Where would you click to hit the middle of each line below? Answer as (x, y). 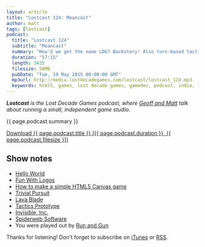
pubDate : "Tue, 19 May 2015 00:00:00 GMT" (67, 74)
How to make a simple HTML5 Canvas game (71, 186)
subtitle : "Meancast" (39, 46)
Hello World (30, 173)
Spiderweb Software (41, 219)
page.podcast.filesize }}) (38, 140)
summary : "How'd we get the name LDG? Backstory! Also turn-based (98, 52)
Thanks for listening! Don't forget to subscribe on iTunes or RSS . (87, 237)
